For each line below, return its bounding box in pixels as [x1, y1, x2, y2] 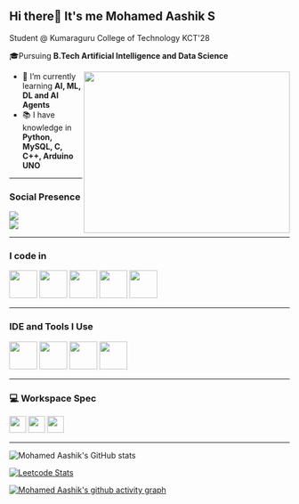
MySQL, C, [21, 141, 63, 151]
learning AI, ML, [21, 80, 82, 91]
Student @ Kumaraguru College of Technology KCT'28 [9, 32, 211, 43]
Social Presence [9, 191, 81, 203]
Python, [21, 131, 53, 142]
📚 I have [21, 109, 55, 120]
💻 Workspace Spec [9, 392, 97, 404]
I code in [9, 250, 47, 263]
